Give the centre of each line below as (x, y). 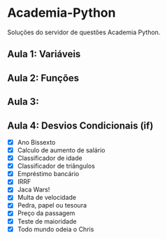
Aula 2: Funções (43, 78)
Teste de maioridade (47, 221)
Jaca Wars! (34, 189)
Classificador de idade (50, 158)
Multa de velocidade (47, 198)
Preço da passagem (46, 213)
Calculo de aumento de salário (61, 150)
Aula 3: (23, 102)
